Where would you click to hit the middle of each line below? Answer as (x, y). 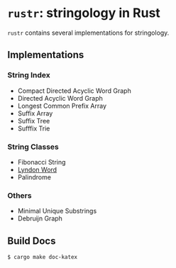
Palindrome (34, 177)
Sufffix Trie (34, 128)
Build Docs (32, 241)
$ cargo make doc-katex (43, 257)
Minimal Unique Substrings (57, 211)
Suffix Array (35, 113)
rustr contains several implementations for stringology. (88, 33)
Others (20, 195)
